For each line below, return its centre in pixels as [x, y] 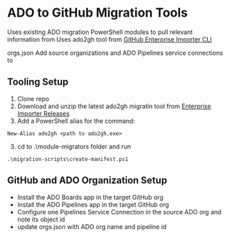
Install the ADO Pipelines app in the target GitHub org [93, 204]
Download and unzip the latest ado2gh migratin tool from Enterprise [114, 106]
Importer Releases [43, 113]
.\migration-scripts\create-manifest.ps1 [68, 159]
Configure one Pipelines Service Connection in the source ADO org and [119, 212]
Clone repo [33, 99]
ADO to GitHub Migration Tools [98, 13]
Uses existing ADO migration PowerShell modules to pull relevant [100, 32]
